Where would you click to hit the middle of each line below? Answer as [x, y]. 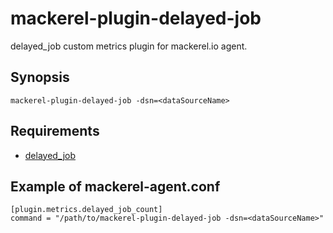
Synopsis [40, 77]
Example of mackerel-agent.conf [115, 186]
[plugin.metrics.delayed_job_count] [86, 210]
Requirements [55, 131]
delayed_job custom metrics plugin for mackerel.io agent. [129, 46]
